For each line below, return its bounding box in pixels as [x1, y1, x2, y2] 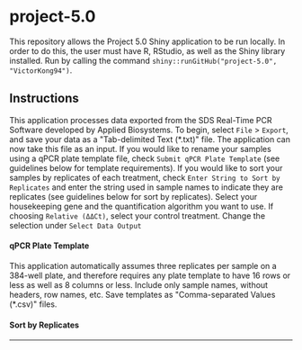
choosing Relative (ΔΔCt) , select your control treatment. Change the [9, 210, 266, 221]
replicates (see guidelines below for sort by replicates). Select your [9, 191, 258, 202]
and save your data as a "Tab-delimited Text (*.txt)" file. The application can [9, 133, 290, 145]
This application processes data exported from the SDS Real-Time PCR [9, 114, 272, 125]
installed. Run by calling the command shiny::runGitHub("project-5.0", [9, 55, 278, 66]
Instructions [9, 91, 79, 106]
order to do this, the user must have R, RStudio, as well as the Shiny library [9, 45, 286, 56]
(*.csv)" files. [9, 299, 58, 310]
